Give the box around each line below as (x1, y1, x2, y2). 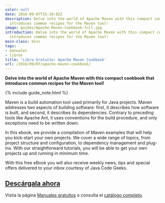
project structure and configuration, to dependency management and (5, 140, 146, 146)
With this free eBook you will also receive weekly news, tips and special (5, 160, 150, 166)
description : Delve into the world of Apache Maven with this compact (5, 16, 153, 21)
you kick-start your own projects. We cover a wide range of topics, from (5, 135, 151, 141)
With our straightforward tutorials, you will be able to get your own (13, 145, 147, 151)
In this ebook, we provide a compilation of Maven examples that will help (5, 130, 152, 135)
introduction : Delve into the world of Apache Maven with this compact (5, 30, 155, 35)
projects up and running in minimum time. (5, 150, 89, 157)
